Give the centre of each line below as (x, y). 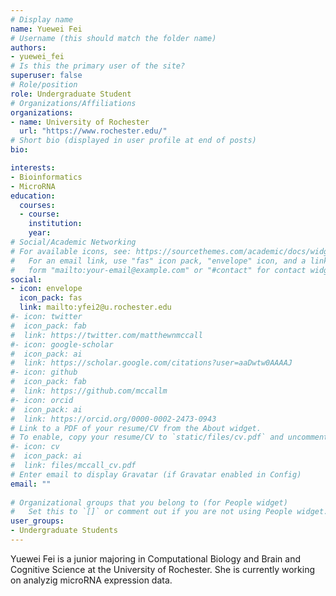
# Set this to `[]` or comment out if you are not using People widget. (169, 512)
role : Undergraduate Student (71, 94)
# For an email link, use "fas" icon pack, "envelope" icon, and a (158, 261)
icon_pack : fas (51, 298)
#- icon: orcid (42, 400)
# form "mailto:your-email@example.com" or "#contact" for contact (158, 270)
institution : (55, 224)
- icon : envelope (46, 289)
